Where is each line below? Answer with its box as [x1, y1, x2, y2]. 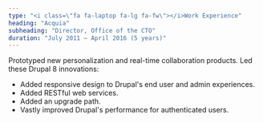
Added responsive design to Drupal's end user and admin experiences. [19, 80, 255, 89]
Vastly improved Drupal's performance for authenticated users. [19, 105, 229, 115]
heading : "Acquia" [8, 19, 70, 27]
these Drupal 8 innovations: [8, 65, 99, 74]
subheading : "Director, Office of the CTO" [8, 26, 156, 34]
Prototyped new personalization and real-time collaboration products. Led [8, 56, 253, 65]
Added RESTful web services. [19, 89, 119, 98]
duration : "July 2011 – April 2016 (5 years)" [8, 33, 167, 42]
